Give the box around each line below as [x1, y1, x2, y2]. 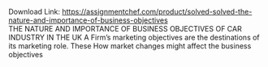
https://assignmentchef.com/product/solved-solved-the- [62, 7, 253, 16]
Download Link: [8, 7, 61, 16]
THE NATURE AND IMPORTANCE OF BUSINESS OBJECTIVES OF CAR [8, 24, 242, 33]
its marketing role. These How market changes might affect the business [8, 41, 252, 51]
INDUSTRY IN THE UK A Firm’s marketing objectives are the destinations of [8, 32, 260, 42]
